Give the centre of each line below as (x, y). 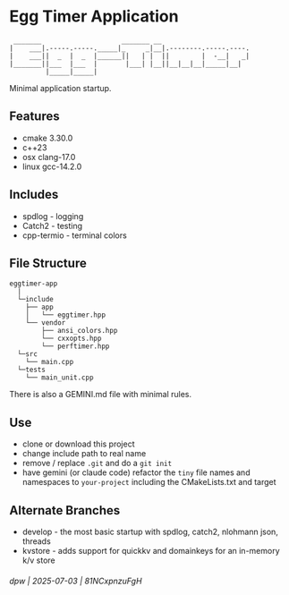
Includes (34, 195)
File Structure (48, 263)
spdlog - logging (53, 216)
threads (36, 541)
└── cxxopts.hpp (72, 339)
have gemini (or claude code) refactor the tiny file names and (136, 472)
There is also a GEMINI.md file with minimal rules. (101, 395)
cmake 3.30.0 (47, 138)
